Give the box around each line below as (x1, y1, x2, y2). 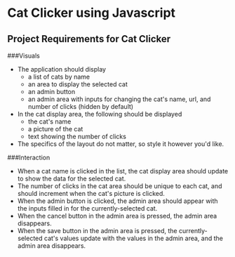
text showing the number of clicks (27, 132, 126, 140)
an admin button (27, 88, 76, 95)
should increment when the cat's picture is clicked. (17, 190, 165, 197)
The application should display (17, 65, 107, 73)
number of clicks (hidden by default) (27, 103, 134, 110)
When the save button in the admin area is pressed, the (17, 227, 177, 235)
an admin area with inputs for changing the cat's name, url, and (27, 95, 211, 103)
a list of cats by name (27, 72, 90, 81)
